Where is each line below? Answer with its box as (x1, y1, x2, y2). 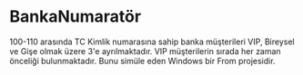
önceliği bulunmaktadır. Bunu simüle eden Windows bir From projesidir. (9, 55, 276, 66)
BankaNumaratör (9, 6, 142, 27)
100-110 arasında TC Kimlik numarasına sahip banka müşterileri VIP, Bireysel (9, 36, 295, 47)
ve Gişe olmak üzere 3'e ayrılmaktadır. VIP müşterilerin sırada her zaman (9, 45, 281, 56)
